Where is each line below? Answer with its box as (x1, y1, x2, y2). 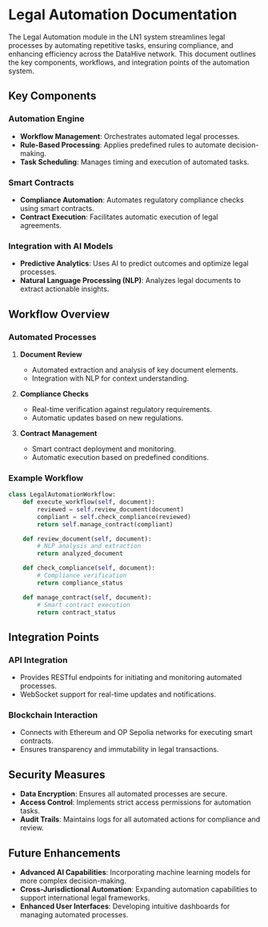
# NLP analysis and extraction (37, 542, 142, 550)
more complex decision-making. (19, 876, 126, 885)
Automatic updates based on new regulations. (31, 413, 184, 422)
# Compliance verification (37, 572, 127, 580)
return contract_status (37, 608, 116, 617)
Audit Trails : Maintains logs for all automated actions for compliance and (19, 814, 261, 825)
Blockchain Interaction (8, 709, 98, 721)
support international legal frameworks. (19, 893, 150, 903)
